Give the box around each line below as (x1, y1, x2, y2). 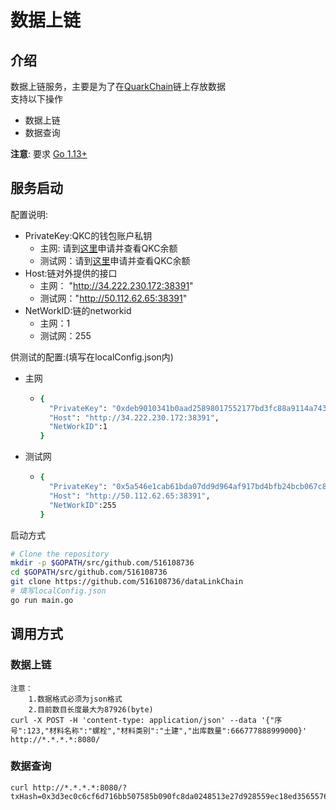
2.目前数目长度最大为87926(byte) (28, 704, 154, 715)
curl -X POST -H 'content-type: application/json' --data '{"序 (10, 715, 283, 725)
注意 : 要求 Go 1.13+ (10, 148, 88, 160)
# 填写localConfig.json (10, 586, 107, 596)
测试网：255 (39, 329, 92, 341)
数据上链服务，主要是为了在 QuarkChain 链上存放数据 (10, 81, 227, 92)
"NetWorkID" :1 (48, 422, 108, 432)
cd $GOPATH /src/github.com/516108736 (10, 567, 168, 578)
